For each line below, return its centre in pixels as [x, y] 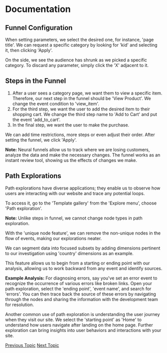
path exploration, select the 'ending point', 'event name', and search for [78, 288]
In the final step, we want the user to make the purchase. [71, 125]
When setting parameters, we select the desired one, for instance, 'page [80, 39]
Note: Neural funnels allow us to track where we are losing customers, [78, 149]
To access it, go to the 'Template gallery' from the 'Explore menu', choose [81, 203]
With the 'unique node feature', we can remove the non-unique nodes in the [83, 233]
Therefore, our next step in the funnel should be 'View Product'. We [82, 98]
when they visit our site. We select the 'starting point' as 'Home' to [74, 319]
